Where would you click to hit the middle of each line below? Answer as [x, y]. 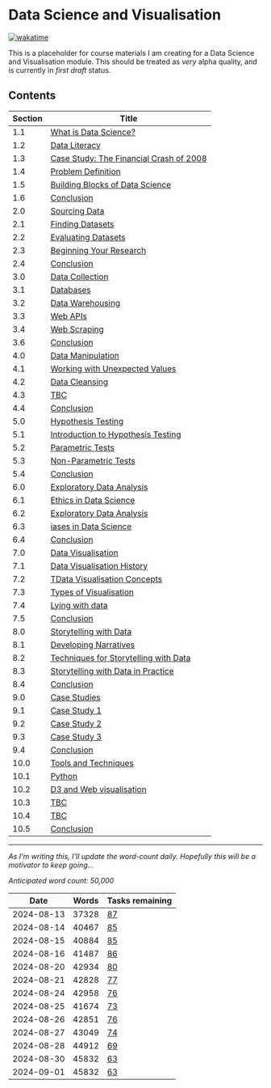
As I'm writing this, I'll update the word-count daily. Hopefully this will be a [132, 856]
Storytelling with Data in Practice [113, 671]
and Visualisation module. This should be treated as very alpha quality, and [133, 61]
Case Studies [75, 697]
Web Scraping [77, 329]
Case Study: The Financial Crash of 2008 [129, 158]
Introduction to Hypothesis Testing [116, 434]
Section [27, 118]
